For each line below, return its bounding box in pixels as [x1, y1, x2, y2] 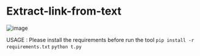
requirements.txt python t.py [6, 44, 82, 50]
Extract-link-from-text [6, 4, 122, 18]
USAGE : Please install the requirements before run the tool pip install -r [6, 36, 195, 43]
